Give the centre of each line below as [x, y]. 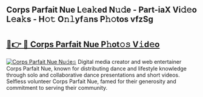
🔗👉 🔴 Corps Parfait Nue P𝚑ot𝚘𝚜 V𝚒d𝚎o [83, 44]
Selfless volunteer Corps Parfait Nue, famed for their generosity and [92, 81]
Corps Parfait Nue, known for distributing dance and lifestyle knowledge [96, 68]
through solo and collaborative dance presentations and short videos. [93, 75]
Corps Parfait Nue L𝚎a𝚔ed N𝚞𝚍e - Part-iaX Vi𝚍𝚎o [101, 10]
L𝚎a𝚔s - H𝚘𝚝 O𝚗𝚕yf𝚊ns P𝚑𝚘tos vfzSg [80, 20]
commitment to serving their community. [57, 88]
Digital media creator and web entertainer [130, 62]
